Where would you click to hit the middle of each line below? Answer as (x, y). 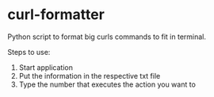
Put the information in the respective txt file (90, 76)
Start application (46, 67)
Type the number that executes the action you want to (107, 84)
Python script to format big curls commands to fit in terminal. (107, 37)
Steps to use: (29, 52)
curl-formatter (56, 15)
